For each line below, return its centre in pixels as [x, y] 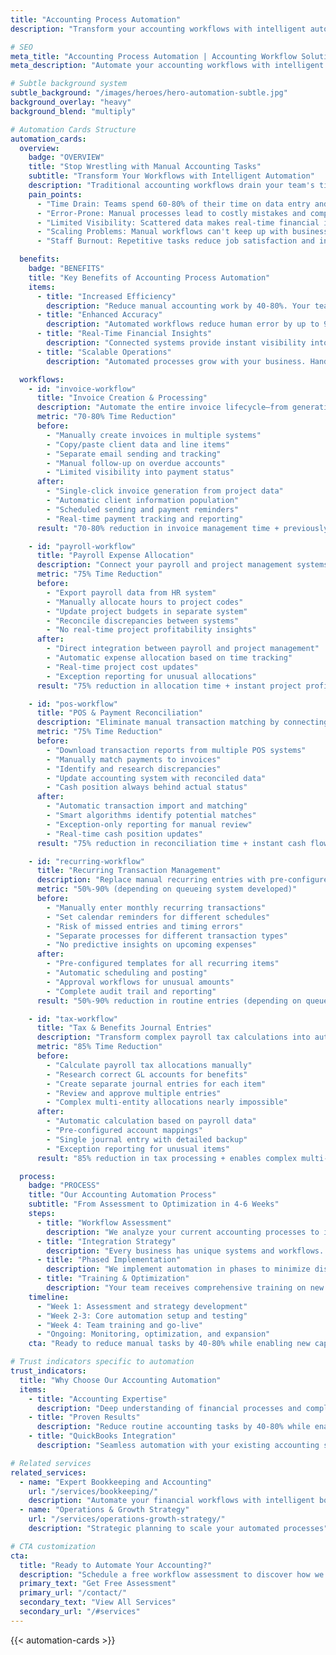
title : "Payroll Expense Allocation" [115, 556]
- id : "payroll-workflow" [82, 546]
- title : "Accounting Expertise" [98, 1399]
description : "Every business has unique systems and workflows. [185, 1251]
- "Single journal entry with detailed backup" [147, 1139]
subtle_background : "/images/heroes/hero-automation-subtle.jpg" [149, 93]
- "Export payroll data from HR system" [131, 592]
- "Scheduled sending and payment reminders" [143, 509]
